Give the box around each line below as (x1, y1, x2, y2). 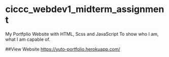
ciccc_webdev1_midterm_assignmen (5, 4, 164, 15)
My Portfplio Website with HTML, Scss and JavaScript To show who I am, (5, 31, 159, 37)
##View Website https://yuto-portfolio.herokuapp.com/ (5, 46, 120, 52)
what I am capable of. (5, 36, 51, 42)
